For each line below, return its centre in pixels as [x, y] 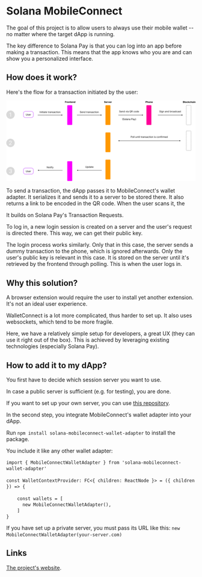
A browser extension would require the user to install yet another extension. [100, 298]
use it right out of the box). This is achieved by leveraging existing [88, 340]
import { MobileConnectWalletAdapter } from [63, 462]
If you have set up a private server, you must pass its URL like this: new [93, 528]
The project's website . [34, 567]
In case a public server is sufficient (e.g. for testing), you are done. [89, 391]
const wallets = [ [40, 498]
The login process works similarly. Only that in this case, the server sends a [100, 245]
